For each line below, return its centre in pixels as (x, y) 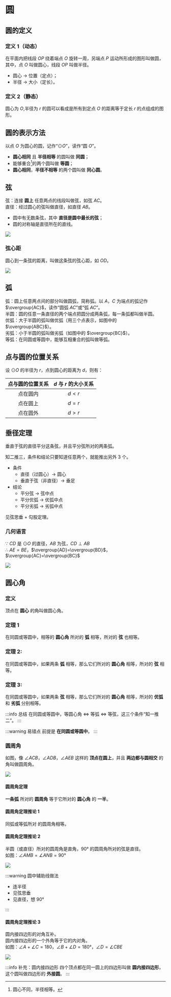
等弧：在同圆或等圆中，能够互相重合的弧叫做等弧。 (59, 339)
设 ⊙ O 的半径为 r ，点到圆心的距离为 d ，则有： (54, 370)
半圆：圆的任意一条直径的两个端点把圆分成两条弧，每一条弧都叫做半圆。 (81, 314)
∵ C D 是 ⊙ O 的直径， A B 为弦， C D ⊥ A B (48, 544)
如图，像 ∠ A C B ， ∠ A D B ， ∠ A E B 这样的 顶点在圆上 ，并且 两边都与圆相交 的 (84, 758)
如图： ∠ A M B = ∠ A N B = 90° (36, 855)
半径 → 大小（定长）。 (35, 82)
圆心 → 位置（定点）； (35, 75)
